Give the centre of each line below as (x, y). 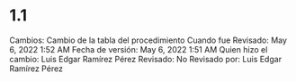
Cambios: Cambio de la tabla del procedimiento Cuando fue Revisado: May (148, 40)
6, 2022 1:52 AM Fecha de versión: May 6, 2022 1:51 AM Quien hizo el (139, 49)
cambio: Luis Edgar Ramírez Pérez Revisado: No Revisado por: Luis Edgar (145, 59)
